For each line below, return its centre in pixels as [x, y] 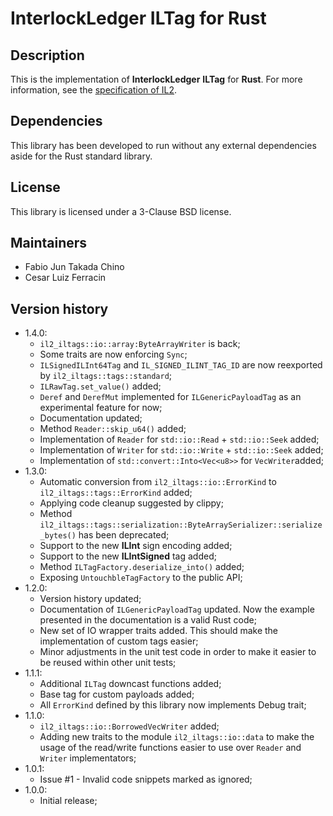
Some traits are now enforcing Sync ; [113, 354]
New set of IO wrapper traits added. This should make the [159, 631]
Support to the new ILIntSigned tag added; [128, 556]
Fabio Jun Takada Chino [74, 267]
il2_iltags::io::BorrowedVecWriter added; [129, 726]
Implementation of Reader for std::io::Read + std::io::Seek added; [179, 439]
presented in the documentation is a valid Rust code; [148, 620]
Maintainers [49, 243]
